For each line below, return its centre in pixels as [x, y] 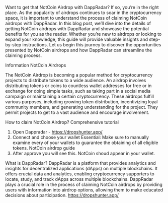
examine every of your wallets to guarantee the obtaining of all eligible [85, 143]
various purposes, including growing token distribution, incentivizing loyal [81, 102]
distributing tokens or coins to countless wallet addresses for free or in [78, 86]
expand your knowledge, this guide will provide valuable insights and [77, 39]
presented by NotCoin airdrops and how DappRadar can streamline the [79, 50]
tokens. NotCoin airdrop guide [44, 148]
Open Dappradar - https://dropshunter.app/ [58, 132]
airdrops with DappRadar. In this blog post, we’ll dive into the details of [78, 23]
